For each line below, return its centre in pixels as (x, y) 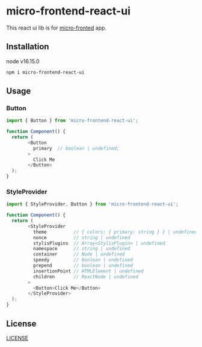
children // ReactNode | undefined (85, 277)
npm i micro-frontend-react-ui (45, 72)
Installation (28, 47)
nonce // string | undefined (81, 237)
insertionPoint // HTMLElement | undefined (88, 271)
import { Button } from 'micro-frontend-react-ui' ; (72, 121)
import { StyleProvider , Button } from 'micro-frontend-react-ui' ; (93, 204)
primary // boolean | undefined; (76, 148)
